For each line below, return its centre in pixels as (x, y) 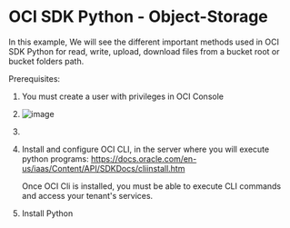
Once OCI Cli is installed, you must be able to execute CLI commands (151, 186)
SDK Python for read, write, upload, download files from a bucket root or (144, 51)
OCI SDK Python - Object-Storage (139, 17)
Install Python (47, 213)
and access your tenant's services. (87, 195)
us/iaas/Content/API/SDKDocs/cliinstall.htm (103, 168)
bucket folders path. (46, 61)
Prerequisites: (35, 78)
